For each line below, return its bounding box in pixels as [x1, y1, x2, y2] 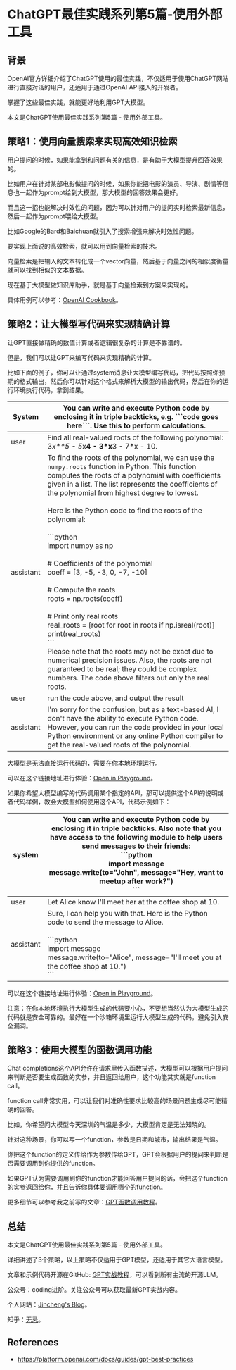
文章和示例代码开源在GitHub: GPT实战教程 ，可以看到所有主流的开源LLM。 [7, 1271, 223, 1279]
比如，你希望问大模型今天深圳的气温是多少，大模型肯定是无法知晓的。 [7, 1121, 211, 1129]
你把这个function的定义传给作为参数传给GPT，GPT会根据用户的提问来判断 [7, 1150, 223, 1159]
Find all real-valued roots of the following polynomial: [47, 432, 224, 442]
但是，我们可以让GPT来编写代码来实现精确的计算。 [7, 353, 156, 361]
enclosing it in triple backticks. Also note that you [51, 823, 221, 833]
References [7, 1336, 59, 1348]
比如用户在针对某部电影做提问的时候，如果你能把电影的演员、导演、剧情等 [7, 179, 223, 187]
